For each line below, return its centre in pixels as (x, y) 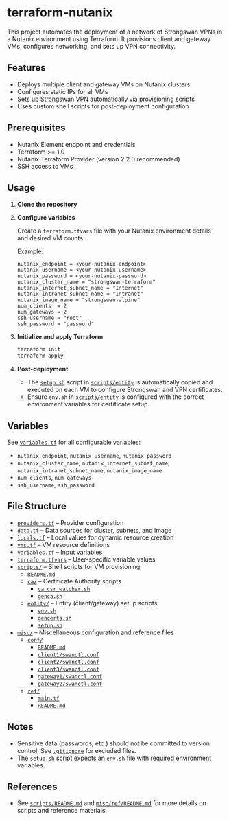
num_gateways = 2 (42, 312)
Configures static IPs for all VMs (62, 91)
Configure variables (46, 218)
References (32, 786)
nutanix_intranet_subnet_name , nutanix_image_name (89, 470)
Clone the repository (47, 205)
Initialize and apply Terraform (60, 337)
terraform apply (40, 356)
